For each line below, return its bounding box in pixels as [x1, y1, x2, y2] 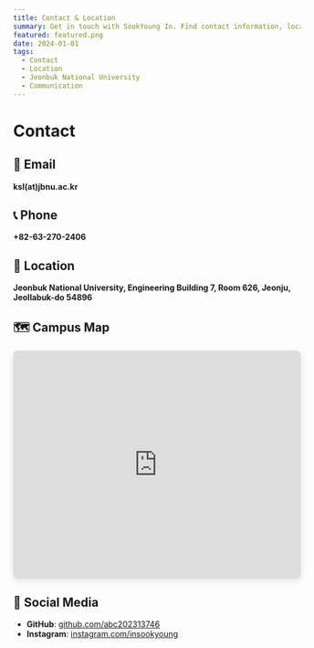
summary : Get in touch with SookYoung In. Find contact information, [13, 22, 284, 31]
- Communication [21, 81, 83, 90]
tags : [13, 47, 34, 57]
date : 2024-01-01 [13, 38, 79, 48]
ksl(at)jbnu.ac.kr [13, 181, 78, 192]
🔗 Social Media [13, 595, 99, 611]
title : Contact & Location [13, 13, 116, 23]
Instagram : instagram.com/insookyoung [26, 629, 179, 640]
